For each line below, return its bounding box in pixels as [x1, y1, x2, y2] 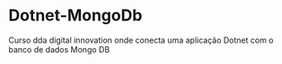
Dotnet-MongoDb [8, 5, 143, 26]
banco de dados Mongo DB [8, 44, 110, 54]
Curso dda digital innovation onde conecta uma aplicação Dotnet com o [8, 35, 275, 45]
